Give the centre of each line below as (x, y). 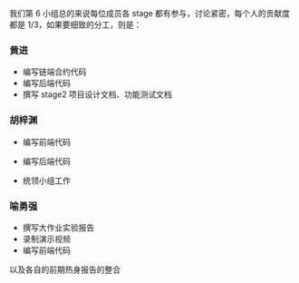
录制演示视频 (46, 239)
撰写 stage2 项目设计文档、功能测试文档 (97, 94)
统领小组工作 (46, 181)
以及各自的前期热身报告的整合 (65, 269)
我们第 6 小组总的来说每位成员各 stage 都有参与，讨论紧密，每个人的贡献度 (150, 13)
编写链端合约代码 (54, 72)
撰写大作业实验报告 (58, 227)
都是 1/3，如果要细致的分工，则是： (76, 24)
